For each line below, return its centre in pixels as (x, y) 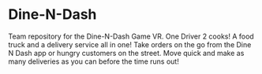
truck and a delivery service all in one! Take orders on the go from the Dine (130, 44)
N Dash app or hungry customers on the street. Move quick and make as (126, 53)
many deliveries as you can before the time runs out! (94, 61)
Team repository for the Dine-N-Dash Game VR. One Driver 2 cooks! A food (131, 36)
